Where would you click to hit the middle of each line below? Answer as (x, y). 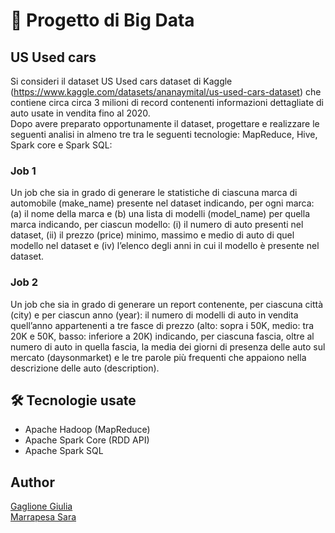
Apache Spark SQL (64, 451)
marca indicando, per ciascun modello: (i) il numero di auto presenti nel (157, 225)
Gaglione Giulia (41, 506)
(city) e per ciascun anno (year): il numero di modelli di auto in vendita (154, 315)
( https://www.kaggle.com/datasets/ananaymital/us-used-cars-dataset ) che (166, 92)
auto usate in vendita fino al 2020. (80, 113)
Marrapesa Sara (43, 517)
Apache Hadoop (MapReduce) (87, 430)
